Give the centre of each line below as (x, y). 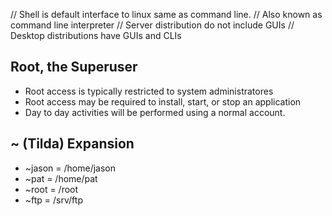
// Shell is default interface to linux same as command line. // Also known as (166, 14)
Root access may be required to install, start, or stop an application (163, 101)
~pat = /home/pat (61, 178)
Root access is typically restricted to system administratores (149, 91)
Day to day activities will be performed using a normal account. (155, 112)
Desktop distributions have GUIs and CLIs (96, 35)
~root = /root (51, 189)
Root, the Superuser (74, 67)
